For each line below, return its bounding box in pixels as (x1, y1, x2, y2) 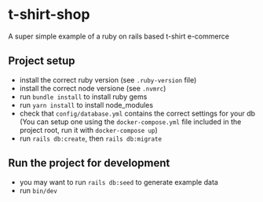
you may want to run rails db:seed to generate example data (19, 177, 218, 186)
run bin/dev (19, 185, 57, 195)
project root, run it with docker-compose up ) (19, 125, 159, 134)
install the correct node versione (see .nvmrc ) (19, 83, 166, 93)
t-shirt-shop (8, 6, 90, 24)
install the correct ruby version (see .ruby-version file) (19, 75, 197, 84)
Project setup (8, 54, 76, 68)
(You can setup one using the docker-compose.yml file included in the (19, 116, 242, 127)
